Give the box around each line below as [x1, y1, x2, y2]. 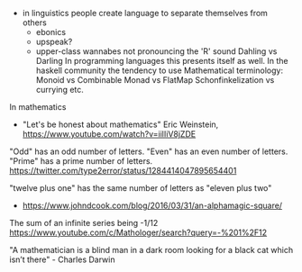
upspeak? [35, 36, 73, 47]
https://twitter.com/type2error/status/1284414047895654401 [9, 166, 237, 176]
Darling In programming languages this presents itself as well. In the [35, 56, 288, 66]
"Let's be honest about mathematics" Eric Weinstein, [22, 119, 219, 130]
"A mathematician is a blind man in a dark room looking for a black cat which [9, 245, 294, 255]
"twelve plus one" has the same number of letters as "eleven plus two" [9, 183, 272, 193]
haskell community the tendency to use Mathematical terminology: [35, 65, 284, 76]
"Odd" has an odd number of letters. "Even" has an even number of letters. [9, 146, 288, 157]
